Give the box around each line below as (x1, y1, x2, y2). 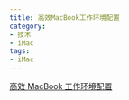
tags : (9, 47, 30, 56)
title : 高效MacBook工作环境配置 (9, 13, 120, 23)
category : (9, 22, 47, 31)
